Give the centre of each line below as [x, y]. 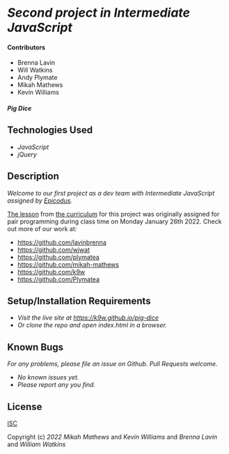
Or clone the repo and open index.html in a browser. [92, 325]
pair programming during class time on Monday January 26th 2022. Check [114, 221]
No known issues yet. [48, 377]
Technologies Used [50, 130]
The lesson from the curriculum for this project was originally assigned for [113, 214]
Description [33, 177]
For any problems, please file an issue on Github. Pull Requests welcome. [112, 364]
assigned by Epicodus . [40, 201]
